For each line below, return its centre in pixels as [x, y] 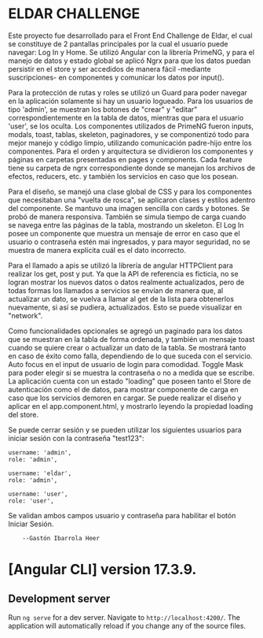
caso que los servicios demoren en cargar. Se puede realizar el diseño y [125, 398]
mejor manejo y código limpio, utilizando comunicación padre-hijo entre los [130, 143]
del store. [24, 414]
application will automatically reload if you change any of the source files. [127, 625]
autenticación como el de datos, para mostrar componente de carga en [123, 389]
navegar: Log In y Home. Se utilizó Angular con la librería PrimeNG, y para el [131, 52]
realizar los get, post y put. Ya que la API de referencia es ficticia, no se [123, 273]
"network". [26, 315]
